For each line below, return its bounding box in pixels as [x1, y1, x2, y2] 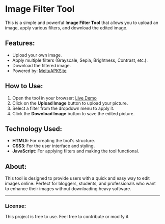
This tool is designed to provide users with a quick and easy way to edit [5, 175, 150, 181]
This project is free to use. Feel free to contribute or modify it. [5, 214, 130, 220]
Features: [5, 39, 35, 48]
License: [5, 202, 26, 209]
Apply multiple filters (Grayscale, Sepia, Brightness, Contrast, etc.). [12, 57, 148, 63]
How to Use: [5, 82, 43, 90]
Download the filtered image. [12, 62, 71, 68]
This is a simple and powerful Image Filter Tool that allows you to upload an [5, 20, 159, 25]
